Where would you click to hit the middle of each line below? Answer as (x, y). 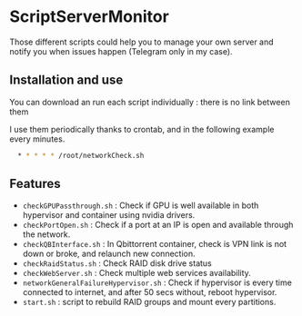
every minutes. (37, 139)
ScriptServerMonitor (90, 17)
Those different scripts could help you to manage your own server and (142, 42)
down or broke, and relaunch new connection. (109, 254)
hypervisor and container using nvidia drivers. (109, 215)
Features (35, 184)
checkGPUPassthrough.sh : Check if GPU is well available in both (141, 205)
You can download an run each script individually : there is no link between (150, 102)
